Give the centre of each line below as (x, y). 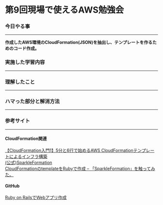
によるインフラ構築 (28, 156)
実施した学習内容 (25, 62)
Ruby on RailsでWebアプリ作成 (36, 198)
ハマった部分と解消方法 (32, 101)
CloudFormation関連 (26, 138)
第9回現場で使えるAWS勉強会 (65, 10)
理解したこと (20, 82)
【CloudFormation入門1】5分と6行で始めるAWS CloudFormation (69, 150)
